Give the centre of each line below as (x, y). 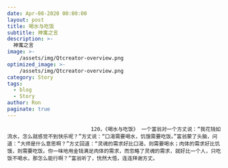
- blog (23, 90)
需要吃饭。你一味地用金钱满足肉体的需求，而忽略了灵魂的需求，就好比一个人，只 (119, 151)
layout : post (26, 20)
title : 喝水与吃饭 (31, 26)
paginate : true (29, 109)
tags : (15, 84)
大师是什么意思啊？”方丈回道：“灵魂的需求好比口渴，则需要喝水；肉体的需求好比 (118, 144)
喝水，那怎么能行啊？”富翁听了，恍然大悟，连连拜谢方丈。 (87, 158)
